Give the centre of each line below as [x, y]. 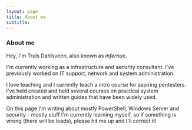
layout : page [22, 11]
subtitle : [18, 22]
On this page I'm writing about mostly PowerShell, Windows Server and [93, 108]
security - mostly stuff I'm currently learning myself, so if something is [91, 114]
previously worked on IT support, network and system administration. [90, 73]
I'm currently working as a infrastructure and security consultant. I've [90, 67]
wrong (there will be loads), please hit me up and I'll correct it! [81, 121]
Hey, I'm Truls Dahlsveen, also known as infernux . [67, 56]
